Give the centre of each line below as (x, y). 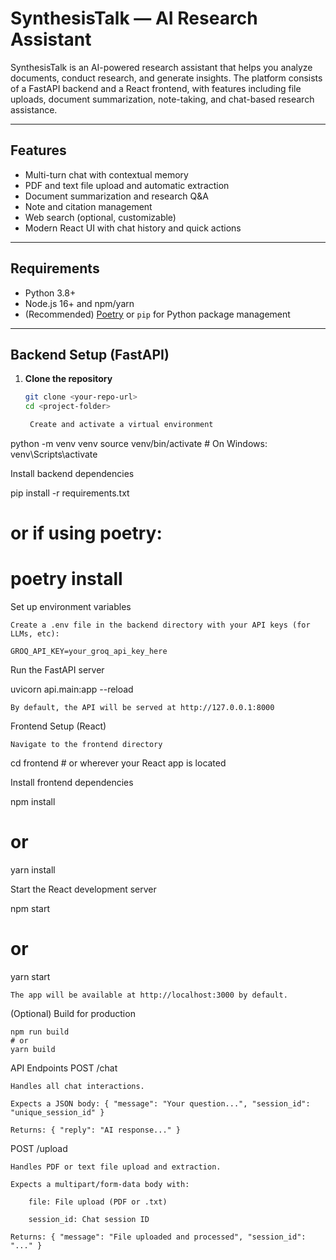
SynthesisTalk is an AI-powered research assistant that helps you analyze (161, 67)
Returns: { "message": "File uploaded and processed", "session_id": (158, 1237)
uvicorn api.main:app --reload (72, 689)
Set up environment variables (71, 607)
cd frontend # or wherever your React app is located (118, 763)
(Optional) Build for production (73, 1013)
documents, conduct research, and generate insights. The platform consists (166, 78)
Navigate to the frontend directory (86, 745)
